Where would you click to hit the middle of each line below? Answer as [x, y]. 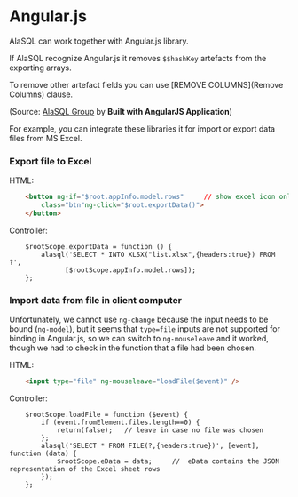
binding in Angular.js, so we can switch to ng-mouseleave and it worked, [139, 339]
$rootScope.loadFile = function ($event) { [107, 415]
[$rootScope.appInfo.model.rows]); [131, 270]
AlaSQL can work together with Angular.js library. [99, 41]
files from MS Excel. [46, 138]
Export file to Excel [51, 161]
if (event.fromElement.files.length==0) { [121, 423]
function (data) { [43, 454]
